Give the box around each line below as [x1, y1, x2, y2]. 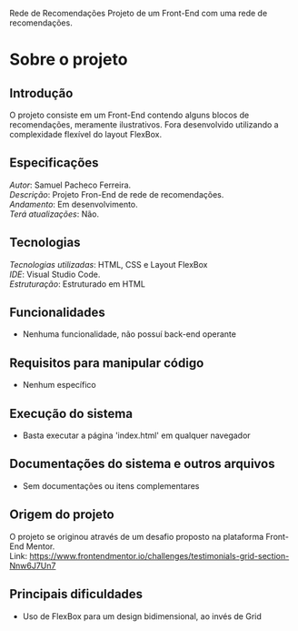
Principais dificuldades [9, 586, 144, 602]
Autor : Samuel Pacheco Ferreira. [9, 179, 132, 190]
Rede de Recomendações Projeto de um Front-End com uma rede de [9, 8, 268, 18]
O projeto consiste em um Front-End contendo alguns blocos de [9, 109, 250, 120]
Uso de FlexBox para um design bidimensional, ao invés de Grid [22, 610, 262, 622]
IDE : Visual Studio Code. [9, 269, 101, 280]
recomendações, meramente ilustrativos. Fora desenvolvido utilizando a [9, 119, 279, 130]
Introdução [9, 86, 74, 101]
